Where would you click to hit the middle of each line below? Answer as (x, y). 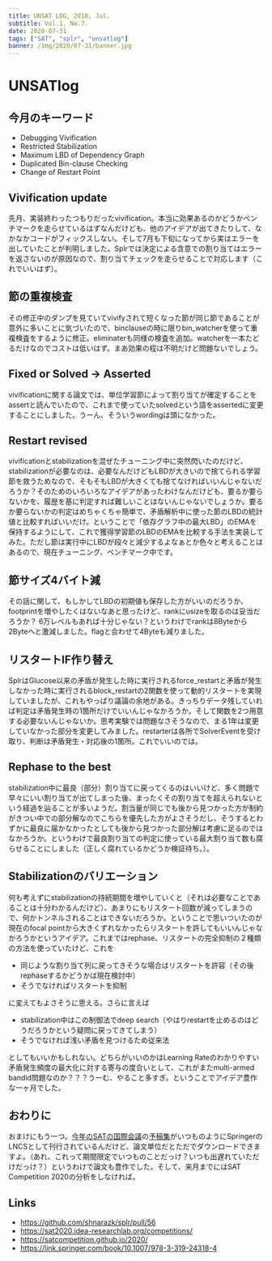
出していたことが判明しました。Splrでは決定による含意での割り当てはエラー (136, 248)
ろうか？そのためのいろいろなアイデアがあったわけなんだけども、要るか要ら (136, 491)
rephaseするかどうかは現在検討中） (80, 975)
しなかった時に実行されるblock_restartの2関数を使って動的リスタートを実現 (135, 690)
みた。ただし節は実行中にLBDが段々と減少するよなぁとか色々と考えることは (136, 542)
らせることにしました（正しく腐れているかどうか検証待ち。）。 (111, 848)
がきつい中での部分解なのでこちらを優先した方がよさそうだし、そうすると (132, 817)
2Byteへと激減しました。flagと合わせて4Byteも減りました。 (108, 631)
